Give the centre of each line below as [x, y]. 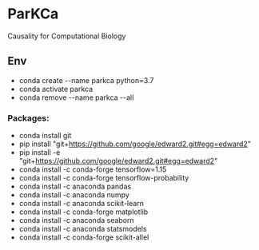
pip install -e [40, 153]
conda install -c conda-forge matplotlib [84, 212]
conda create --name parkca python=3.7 [86, 80]
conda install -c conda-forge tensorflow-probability [104, 178]
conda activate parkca [56, 89]
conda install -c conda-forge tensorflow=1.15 [93, 169]
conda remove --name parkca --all [76, 97]
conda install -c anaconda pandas [75, 187]
